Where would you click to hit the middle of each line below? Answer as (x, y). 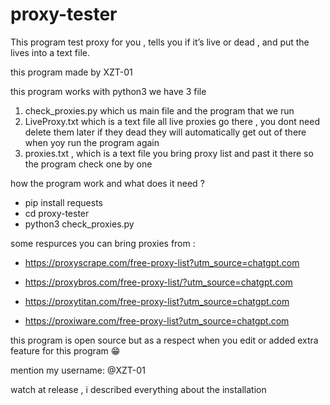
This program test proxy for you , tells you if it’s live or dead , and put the (160, 42)
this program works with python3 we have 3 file (108, 91)
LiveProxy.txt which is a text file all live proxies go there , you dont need (172, 121)
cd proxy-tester (57, 213)
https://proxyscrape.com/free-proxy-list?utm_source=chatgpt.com (162, 262)
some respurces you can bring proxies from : (103, 243)
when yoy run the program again (92, 142)
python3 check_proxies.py (79, 224)
